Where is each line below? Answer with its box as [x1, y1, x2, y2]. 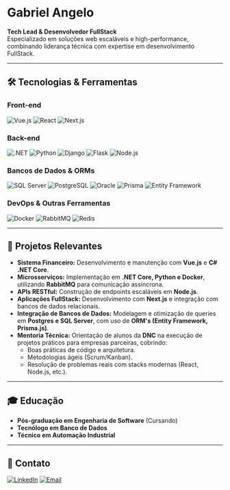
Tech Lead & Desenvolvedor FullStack [7, 27, 117, 36]
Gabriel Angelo [7, 5, 94, 21]
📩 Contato [7, 457, 51, 469]
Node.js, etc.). [27, 368, 67, 376]
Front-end [7, 101, 42, 110]
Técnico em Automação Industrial [16, 431, 116, 439]
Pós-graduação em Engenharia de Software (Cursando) [16, 417, 178, 425]
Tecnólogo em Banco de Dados [16, 424, 107, 432]
